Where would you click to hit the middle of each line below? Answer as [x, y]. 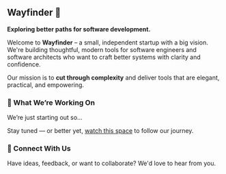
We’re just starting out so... [45, 118]
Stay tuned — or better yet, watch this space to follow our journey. [100, 131]
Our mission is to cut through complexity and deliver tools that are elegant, [113, 77]
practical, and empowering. [45, 85]
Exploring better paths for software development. [79, 29]
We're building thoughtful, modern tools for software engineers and [102, 49]
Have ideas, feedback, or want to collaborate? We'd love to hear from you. [112, 163]
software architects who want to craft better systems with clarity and [104, 57]
